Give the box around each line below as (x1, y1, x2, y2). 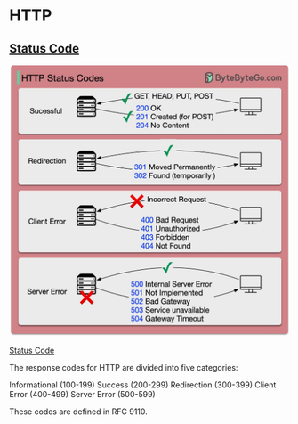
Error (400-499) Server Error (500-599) (9, 388, 156, 399)
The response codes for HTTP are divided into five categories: (9, 362, 238, 372)
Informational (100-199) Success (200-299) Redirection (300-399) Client (9, 379, 277, 390)
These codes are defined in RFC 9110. (9, 406, 149, 417)
